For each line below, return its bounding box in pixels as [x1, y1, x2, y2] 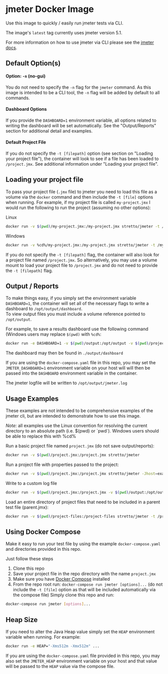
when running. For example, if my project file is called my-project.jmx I [5, 199, 151, 205]
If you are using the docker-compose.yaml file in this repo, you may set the [5, 360, 156, 366]
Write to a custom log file [5, 480, 57, 486]
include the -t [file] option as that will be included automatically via [12, 587, 156, 593]
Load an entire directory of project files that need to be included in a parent [5, 499, 161, 505]
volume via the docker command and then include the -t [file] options [5, 194, 154, 200]
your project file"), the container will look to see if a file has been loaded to [5, 156, 159, 162]
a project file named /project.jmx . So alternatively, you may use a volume [5, 257, 158, 263]
